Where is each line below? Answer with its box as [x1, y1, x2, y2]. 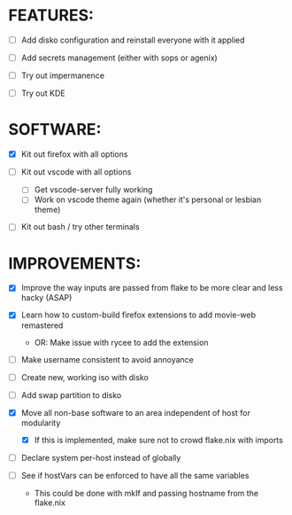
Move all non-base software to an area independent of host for [20, 407, 251, 417]
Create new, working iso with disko [20, 371, 150, 382]
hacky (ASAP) [20, 293, 73, 303]
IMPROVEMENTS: [8, 254, 142, 273]
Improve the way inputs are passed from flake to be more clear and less [20, 283, 284, 293]
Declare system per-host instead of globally [20, 452, 181, 463]
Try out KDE [20, 88, 65, 98]
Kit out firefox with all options [20, 149, 128, 160]
